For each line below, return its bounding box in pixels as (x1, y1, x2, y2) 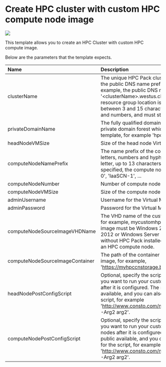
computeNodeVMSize (7, 188, 58, 195)
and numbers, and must (100, 111, 156, 118)
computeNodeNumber (7, 180, 60, 187)
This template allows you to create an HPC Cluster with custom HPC (5, 39, 144, 45)
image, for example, (100, 257, 147, 264)
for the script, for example (100, 341, 161, 348)
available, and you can (100, 290, 153, 297)
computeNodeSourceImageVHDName (7, 228, 96, 235)
